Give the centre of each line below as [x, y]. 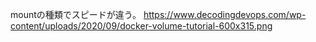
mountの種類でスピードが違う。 [76, 14]
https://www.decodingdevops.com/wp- [225, 14]
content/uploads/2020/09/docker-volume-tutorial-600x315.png [141, 26]
